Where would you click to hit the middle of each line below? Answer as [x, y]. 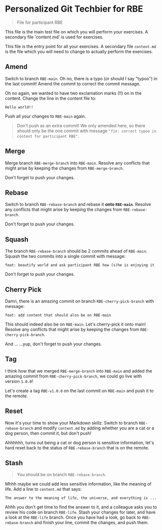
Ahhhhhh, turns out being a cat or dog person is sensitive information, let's [80, 443]
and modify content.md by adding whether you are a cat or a [95, 428]
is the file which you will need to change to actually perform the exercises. [79, 51]
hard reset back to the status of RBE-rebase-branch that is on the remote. [77, 447]
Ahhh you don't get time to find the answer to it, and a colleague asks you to [81, 507]
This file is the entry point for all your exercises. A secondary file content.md [81, 46]
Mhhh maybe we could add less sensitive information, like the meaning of [78, 484]
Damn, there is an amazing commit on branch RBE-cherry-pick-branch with [80, 301]
